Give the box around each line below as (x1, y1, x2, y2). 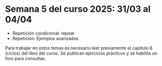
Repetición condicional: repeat (12, 30, 75, 36)
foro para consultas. (5, 55, 46, 61)
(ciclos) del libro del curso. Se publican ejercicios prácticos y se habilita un (5, 50, 158, 56)
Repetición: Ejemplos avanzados (12, 35, 79, 41)
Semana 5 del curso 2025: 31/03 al (5, 3, 151, 15)
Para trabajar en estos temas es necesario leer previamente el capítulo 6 (5, 45, 153, 51)
